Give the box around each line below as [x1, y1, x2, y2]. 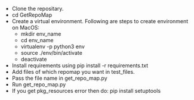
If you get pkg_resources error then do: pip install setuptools [11, 87, 161, 94]
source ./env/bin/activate [20, 49, 82, 56]
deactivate [20, 56, 47, 62]
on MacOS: [11, 24, 40, 31]
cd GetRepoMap [11, 11, 53, 18]
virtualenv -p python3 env [20, 43, 85, 50]
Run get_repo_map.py [11, 81, 66, 88]
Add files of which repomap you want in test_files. [11, 68, 136, 75]
